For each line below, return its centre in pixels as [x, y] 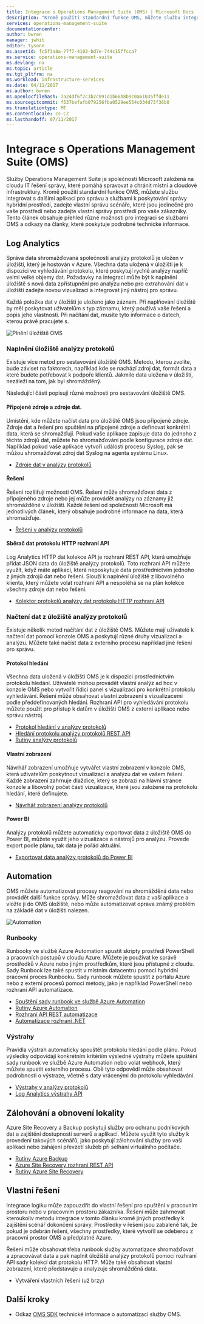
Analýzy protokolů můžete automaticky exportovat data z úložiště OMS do [99, 832]
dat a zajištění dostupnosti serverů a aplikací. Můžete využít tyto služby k [98, 1134]
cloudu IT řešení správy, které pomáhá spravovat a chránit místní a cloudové [102, 185]
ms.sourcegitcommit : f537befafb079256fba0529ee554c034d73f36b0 [88, 102]
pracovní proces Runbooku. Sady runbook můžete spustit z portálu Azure [98, 977]
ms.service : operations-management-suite [59, 57]
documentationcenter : [34, 29]
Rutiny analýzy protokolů [46, 740]
